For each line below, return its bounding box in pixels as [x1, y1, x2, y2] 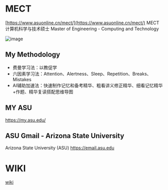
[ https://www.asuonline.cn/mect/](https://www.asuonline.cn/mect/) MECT [5, 20, 160, 26]
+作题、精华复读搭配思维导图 [12, 89, 74, 95]
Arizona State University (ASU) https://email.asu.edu [5, 145, 115, 151]
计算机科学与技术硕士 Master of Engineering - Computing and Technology [5, 26, 159, 32]
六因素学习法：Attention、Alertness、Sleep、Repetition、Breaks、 [12, 71, 151, 77]
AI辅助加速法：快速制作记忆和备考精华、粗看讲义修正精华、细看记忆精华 [12, 82, 163, 88]
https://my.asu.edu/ [5, 117, 46, 123]
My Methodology [5, 50, 61, 59]
